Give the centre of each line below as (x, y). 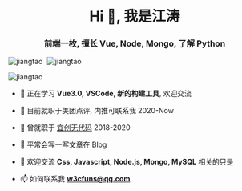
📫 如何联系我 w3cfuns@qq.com (75, 179)
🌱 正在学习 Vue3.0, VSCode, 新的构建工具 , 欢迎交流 (106, 94)
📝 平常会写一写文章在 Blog (63, 144)
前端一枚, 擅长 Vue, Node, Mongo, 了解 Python (135, 43)
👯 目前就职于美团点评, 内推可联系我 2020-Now (97, 111)
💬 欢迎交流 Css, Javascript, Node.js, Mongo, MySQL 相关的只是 (127, 162)
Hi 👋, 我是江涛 (135, 16)
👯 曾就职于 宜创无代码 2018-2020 (75, 128)
